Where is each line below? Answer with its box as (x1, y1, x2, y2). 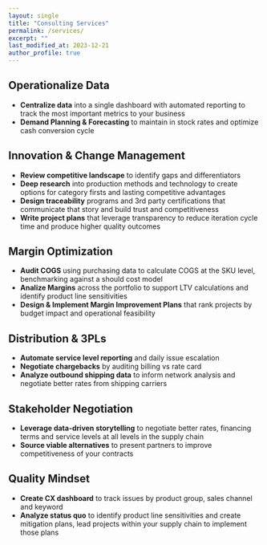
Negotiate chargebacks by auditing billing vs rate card (19, 362, 202, 372)
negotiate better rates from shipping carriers (19, 379, 168, 388)
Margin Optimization (8, 245, 114, 258)
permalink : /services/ (8, 26, 84, 35)
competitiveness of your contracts (19, 449, 134, 458)
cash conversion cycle (19, 125, 95, 135)
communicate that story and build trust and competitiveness (19, 204, 219, 214)
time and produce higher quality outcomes (19, 222, 161, 231)
